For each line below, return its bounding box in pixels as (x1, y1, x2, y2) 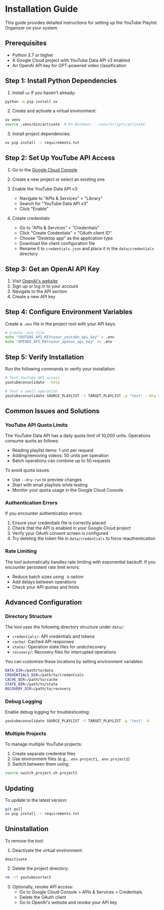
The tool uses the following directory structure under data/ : (5, 624, 124, 630)
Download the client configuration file (19, 240, 95, 246)
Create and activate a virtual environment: (12, 108, 97, 114)
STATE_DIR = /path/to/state (5, 682, 58, 687)
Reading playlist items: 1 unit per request (12, 447, 94, 454)
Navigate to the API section (12, 288, 67, 294)
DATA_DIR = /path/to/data (5, 668, 54, 673)
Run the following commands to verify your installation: (5, 366, 116, 372)
